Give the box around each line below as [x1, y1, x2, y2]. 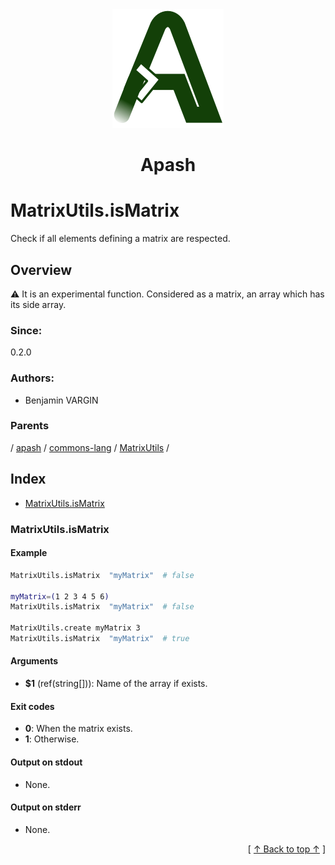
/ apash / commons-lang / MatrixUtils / [10, 441, 170, 453]
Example [10, 547, 48, 559]
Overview [10, 261, 73, 278]
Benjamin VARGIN [24, 394, 99, 406]
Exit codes [10, 700, 55, 712]
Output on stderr [10, 801, 82, 813]
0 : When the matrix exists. [24, 723, 133, 735]
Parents [10, 419, 50, 433]
